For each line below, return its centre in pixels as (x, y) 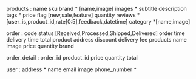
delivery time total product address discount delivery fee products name (96, 39)
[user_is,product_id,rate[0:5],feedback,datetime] (67, 21)
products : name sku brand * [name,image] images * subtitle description (96, 9)
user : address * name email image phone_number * (71, 69)
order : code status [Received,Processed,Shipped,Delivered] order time (96, 33)
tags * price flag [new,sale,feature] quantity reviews (71, 15)
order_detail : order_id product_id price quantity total (72, 58)
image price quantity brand (40, 46)
